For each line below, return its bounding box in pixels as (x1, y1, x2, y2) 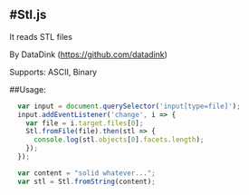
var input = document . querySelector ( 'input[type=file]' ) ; (17, 102, 242, 111)
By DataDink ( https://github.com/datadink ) (9, 49, 168, 60)
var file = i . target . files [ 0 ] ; (25, 118, 144, 128)
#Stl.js (9, 7, 47, 23)
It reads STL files (9, 31, 72, 42)
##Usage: (9, 83, 47, 94)
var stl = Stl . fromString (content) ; (17, 177, 156, 186)
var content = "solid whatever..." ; (17, 168, 156, 178)
